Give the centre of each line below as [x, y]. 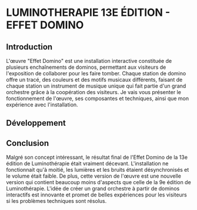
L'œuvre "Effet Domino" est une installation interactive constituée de [89, 61]
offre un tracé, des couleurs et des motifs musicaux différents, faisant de [94, 80]
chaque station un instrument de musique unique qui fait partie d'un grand [96, 86]
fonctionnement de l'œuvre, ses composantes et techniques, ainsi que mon [98, 98]
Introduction [29, 47]
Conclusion [28, 143]
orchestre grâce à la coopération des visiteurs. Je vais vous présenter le [94, 92]
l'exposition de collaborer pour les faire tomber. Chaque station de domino [96, 73]
